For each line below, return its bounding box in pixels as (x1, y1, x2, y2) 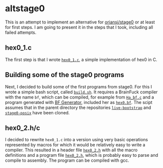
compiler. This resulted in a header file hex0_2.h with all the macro (5, 147, 138, 153)
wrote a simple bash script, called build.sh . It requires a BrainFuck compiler (5, 89, 158, 95)
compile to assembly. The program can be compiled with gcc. (5, 157, 129, 164)
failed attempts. (5, 29, 37, 35)
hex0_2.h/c (5, 124, 41, 132)
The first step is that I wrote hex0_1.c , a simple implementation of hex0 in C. (5, 57, 158, 63)
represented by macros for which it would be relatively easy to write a (5, 142, 145, 148)
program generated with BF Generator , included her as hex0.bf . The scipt (5, 99, 153, 105)
